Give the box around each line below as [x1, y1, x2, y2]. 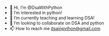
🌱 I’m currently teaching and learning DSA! [9, 15, 95, 20]
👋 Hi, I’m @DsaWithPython [9, 5, 62, 10]
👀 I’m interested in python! [9, 10, 62, 16]
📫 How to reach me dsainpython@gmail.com [9, 26, 101, 31]
